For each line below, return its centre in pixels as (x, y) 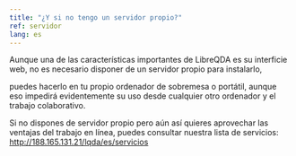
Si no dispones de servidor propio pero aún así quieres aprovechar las (139, 123)
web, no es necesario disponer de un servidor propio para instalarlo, (136, 69)
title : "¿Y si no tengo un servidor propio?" (96, 17)
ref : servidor (36, 26)
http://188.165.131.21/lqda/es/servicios (79, 142)
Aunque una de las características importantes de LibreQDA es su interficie (148, 60)
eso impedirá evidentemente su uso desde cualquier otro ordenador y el (143, 96)
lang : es (26, 34)
